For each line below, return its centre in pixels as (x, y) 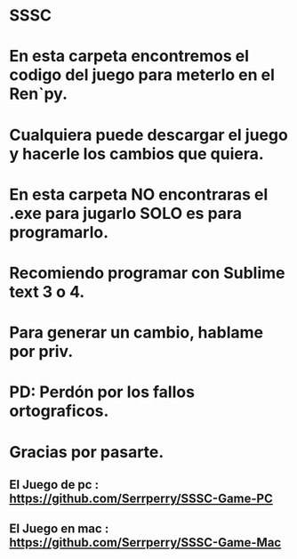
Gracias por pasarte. (87, 452)
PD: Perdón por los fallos (102, 392)
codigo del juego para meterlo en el (142, 75)
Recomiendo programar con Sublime (147, 273)
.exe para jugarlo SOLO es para (126, 213)
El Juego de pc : (54, 485)
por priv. (41, 352)
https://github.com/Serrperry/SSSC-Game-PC (141, 498)
